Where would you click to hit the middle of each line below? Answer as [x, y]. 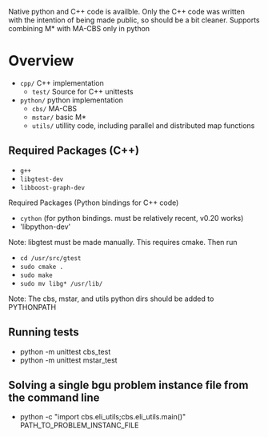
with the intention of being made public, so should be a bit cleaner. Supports [134, 20]
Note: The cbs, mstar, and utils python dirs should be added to [111, 299]
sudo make [36, 275]
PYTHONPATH [32, 307]
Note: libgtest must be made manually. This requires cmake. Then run [123, 242]
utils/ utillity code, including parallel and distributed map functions [143, 125]
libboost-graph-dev [52, 187]
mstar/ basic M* [59, 117]
